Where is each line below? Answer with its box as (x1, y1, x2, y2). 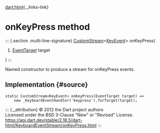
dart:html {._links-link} (5, 4, 49, 10)
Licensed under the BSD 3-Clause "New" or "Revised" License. (5, 112, 134, 118)
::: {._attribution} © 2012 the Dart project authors (5, 106, 103, 112)
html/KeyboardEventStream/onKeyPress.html (5, 122, 97, 128)
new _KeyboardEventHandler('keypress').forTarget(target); (14, 98, 138, 103)
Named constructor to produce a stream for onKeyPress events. (5, 66, 135, 72)
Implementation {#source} (5, 81, 89, 89)
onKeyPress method (5, 22, 90, 33)
